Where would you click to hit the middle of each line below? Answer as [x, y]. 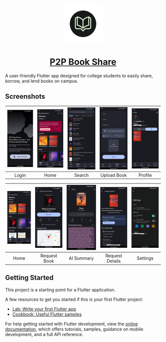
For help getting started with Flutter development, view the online [72, 324]
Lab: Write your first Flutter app [44, 309]
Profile [145, 175]
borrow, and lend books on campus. [42, 81]
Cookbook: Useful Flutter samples [47, 314]
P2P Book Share [83, 62]
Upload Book [114, 175]
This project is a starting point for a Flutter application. [60, 289]
